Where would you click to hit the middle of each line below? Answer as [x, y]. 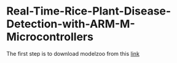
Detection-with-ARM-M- [71, 24]
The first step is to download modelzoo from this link [73, 53]
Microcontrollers [50, 37]
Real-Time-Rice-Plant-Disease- [89, 11]
